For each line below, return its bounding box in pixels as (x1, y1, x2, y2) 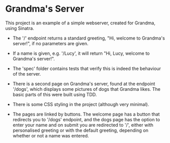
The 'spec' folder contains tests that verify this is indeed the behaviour (12, 65, 161, 71)
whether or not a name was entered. (12, 132, 89, 138)
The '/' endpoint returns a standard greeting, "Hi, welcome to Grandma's (12, 35, 165, 41)
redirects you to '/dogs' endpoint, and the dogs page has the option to (12, 116, 160, 122)
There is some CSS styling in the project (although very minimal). (12, 101, 149, 107)
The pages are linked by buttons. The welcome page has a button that (12, 111, 160, 117)
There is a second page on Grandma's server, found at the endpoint (12, 81, 155, 87)
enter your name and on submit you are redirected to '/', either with (12, 122, 154, 128)
